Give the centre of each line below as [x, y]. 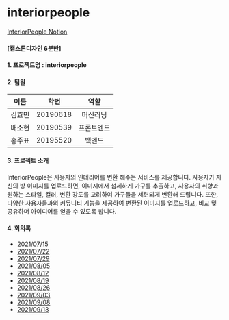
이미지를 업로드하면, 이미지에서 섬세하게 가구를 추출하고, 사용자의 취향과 [123, 186]
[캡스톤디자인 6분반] [34, 48]
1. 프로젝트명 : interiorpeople [47, 65]
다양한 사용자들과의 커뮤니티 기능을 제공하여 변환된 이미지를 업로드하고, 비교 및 [112, 203]
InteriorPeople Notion [37, 32]
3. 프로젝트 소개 [28, 160]
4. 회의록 [19, 228]
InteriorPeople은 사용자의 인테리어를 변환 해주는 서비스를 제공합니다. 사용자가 [111, 177]
